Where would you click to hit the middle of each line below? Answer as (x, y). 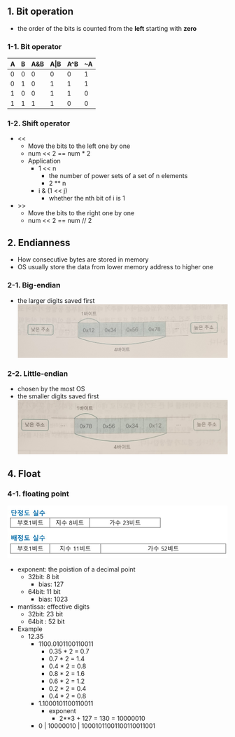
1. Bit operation (41, 12)
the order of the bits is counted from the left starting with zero (107, 28)
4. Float (24, 474)
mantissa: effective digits (53, 607)
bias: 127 (51, 584)
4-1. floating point (38, 494)
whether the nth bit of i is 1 (87, 198)
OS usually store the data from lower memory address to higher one (115, 267)
